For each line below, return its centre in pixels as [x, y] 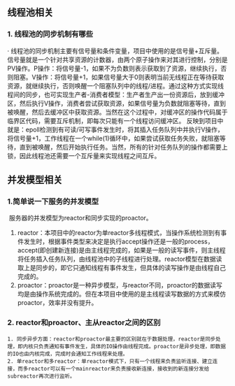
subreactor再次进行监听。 [41, 376]
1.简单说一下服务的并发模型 [53, 201]
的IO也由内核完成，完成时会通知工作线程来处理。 [67, 354]
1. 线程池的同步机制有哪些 [50, 34]
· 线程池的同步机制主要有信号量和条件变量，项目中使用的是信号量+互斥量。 [115, 50]
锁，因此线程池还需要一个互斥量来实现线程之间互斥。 [84, 155]
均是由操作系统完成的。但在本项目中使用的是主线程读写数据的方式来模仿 [121, 294]
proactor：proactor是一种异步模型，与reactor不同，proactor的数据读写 [120, 285]
